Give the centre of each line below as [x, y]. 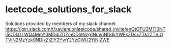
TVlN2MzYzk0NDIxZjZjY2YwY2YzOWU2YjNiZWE [58, 40]
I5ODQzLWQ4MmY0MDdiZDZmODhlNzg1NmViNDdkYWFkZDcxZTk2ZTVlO [84, 34]
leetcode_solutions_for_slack [68, 9]
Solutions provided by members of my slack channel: [61, 23]
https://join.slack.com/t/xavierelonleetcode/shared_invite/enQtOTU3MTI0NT [85, 29]
